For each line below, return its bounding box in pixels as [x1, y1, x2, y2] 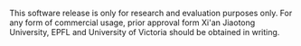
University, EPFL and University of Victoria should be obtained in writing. [9, 27, 280, 37]
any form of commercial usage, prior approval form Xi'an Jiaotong [9, 17, 256, 28]
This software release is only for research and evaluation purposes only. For [9, 8, 293, 18]
